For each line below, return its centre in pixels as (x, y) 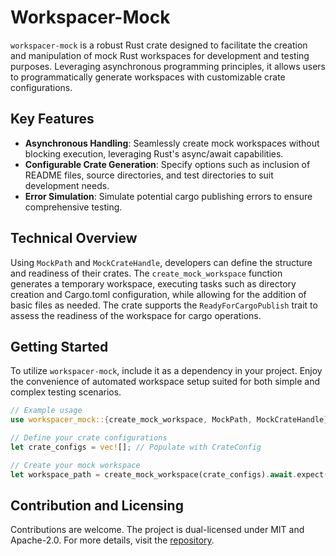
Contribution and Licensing (97, 506)
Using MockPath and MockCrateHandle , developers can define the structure (161, 262)
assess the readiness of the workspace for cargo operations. (136, 315)
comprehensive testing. (73, 207)
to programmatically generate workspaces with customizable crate (148, 77)
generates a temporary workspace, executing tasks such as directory (153, 283)
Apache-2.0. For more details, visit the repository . (112, 540)
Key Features (52, 119)
